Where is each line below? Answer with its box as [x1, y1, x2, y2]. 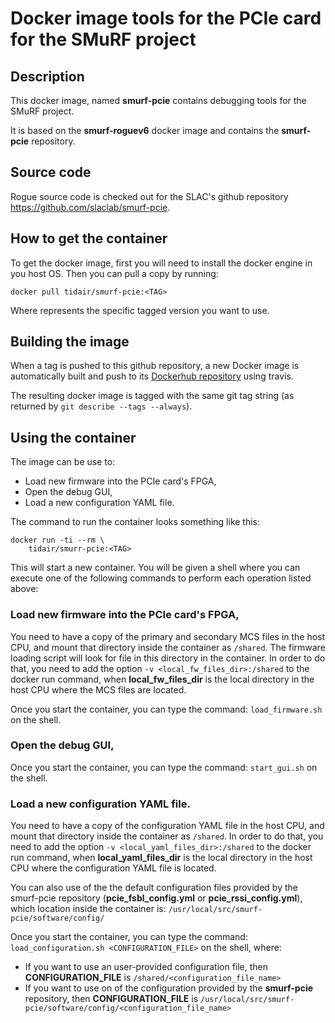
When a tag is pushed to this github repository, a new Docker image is [10, 360, 300, 372]
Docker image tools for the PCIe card [10, 7, 322, 30]
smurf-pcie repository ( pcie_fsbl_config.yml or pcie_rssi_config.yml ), [10, 892, 303, 904]
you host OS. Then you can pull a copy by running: [10, 267, 219, 279]
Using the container [10, 429, 137, 446]
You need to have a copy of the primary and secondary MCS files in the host [10, 630, 326, 642]
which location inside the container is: [10, 903, 167, 915]
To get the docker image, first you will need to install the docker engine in [10, 257, 313, 269]
